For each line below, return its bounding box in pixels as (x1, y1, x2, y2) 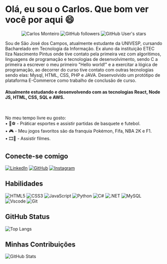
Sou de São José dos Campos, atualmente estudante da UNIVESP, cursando (5, 40, 163, 46)
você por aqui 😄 (5, 14, 74, 25)
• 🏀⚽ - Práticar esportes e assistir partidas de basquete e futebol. (5, 121, 141, 127)
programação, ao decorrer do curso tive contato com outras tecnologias (5, 66, 154, 73)
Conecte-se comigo (5, 152, 68, 160)
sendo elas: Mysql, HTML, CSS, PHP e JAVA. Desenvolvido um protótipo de (5, 72, 161, 78)
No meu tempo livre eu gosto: (5, 115, 66, 121)
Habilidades (5, 180, 43, 188)
